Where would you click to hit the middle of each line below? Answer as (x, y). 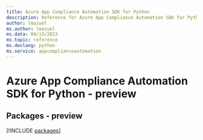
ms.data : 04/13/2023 (32, 34)
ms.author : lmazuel (31, 29)
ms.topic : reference (32, 40)
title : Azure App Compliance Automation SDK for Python (78, 12)
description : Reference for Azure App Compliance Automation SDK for (96, 17)
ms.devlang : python (31, 46)
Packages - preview (44, 116)
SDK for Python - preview (72, 94)
